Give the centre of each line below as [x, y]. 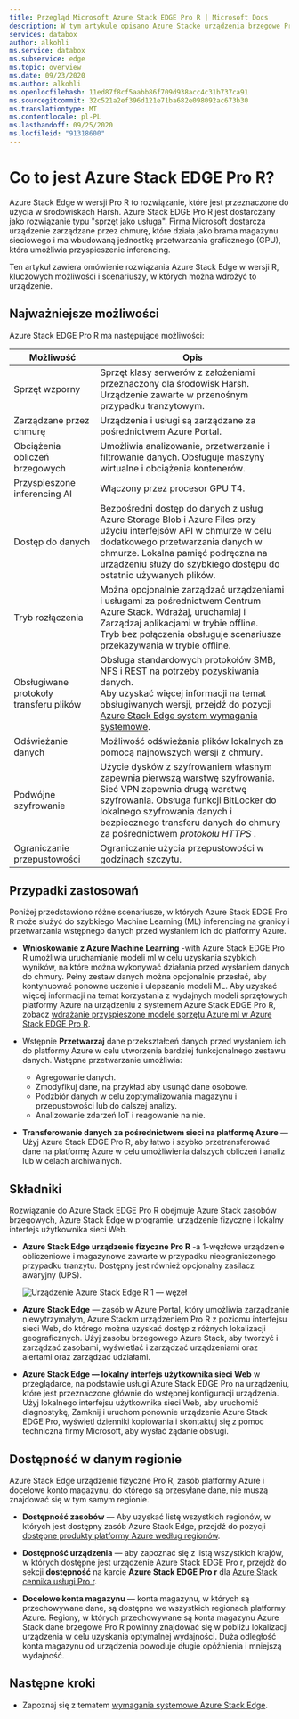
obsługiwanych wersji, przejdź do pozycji [186, 704]
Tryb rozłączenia [48, 618]
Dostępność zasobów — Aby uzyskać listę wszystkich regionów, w [146, 1517]
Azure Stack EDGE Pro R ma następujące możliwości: [107, 335]
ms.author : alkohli [45, 84]
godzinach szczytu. [141, 859]
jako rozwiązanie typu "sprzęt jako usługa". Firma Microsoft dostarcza [137, 221]
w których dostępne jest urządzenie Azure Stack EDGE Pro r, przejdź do [154, 1563]
